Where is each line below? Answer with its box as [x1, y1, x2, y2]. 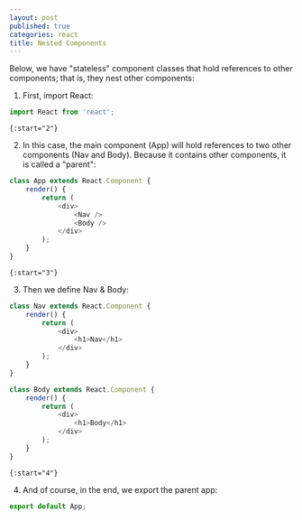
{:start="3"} [9, 268, 59, 277]
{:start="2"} [9, 124, 59, 134]
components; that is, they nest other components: [9, 73, 196, 84]
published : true [9, 22, 70, 31]
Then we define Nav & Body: [22, 283, 129, 294]
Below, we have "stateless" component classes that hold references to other [9, 63, 293, 74]
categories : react [9, 30, 78, 39]
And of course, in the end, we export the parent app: [22, 484, 218, 495]
